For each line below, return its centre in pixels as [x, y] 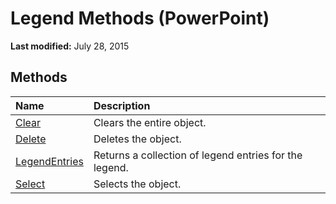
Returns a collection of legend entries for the [198, 155]
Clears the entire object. [150, 122]
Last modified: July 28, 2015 [70, 46]
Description [122, 105]
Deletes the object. [137, 139]
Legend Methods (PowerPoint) [140, 18]
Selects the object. [137, 184]
